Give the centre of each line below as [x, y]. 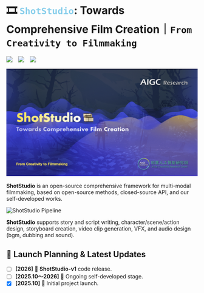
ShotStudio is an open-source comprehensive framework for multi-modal [99, 186]
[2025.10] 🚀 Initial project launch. [57, 283]
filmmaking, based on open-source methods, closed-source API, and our [98, 192]
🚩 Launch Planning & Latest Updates [76, 254]
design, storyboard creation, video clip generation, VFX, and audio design [99, 229]
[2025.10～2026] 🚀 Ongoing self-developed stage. [79, 277]
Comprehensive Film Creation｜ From [99, 29]
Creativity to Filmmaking [72, 43]
